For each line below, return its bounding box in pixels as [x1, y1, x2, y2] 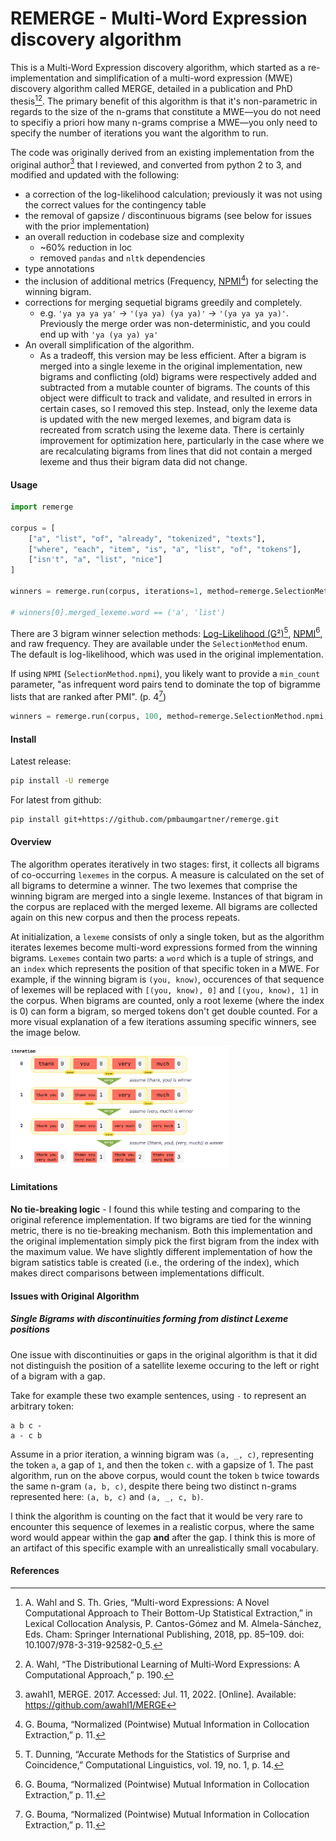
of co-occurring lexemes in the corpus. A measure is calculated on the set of [10, 869, 325, 881]
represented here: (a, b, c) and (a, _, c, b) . [10, 1490, 204, 1502]
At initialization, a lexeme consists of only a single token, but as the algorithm [10, 931, 325, 943]
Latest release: [10, 755, 72, 767]
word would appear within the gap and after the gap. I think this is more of [10, 1531, 316, 1543]
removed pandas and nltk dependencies [39, 252, 206, 264]
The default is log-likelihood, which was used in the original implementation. [10, 648, 324, 661]
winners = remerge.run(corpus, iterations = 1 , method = [10, 587, 240, 597]
